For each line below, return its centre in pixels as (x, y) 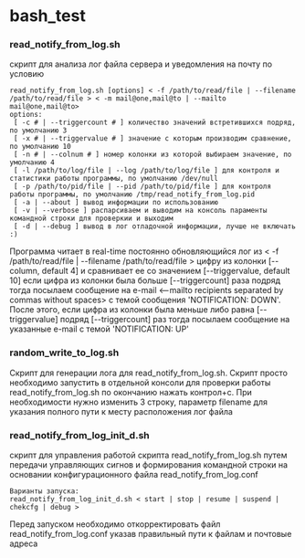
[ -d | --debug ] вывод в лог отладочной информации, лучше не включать (155, 226)
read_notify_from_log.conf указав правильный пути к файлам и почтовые (151, 534)
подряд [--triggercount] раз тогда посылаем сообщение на (175, 320)
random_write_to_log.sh (64, 353)
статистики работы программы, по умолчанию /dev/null (114, 179)
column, (25, 271)
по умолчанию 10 (40, 147)
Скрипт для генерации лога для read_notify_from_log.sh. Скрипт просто (148, 373)
